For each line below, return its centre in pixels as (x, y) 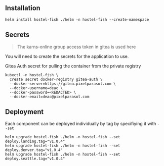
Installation (23, 8)
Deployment (24, 112)
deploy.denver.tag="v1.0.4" (34, 150)
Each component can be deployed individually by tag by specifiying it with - (82, 124)
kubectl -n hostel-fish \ (32, 75)
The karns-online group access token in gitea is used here (77, 47)
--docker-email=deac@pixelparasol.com (50, 97)
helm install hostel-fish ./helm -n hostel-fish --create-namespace (77, 19)
